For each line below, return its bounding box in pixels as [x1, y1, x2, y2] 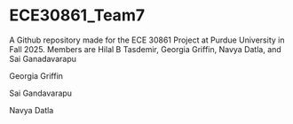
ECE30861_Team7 [9, 5, 145, 26]
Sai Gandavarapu [9, 88, 73, 98]
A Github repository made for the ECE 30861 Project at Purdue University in [9, 35, 285, 45]
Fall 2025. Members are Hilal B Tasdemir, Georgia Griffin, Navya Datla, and [9, 43, 281, 54]
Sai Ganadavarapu [9, 53, 77, 64]
